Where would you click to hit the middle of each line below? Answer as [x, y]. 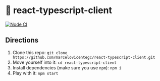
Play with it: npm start [35, 73]
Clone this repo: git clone [40, 52]
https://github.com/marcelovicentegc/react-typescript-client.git [84, 57]
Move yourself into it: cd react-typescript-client [65, 62]
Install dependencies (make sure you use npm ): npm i [67, 67]
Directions [22, 40]
